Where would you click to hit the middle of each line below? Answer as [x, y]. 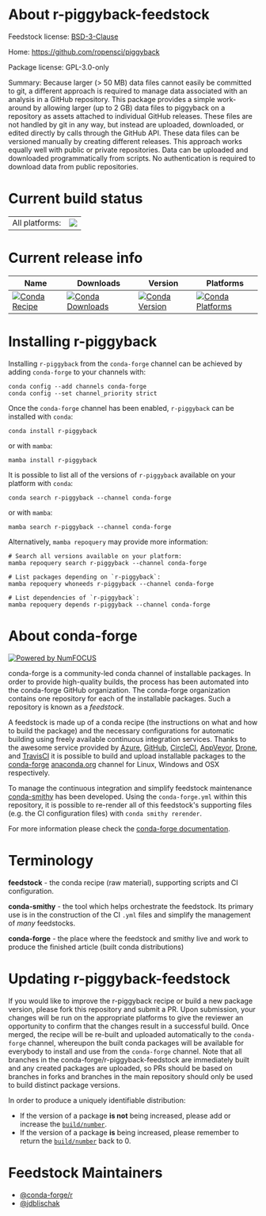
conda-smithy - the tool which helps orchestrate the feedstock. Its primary [131, 906]
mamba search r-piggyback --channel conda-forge [90, 527]
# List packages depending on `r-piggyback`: [84, 577]
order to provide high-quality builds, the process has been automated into [129, 682]
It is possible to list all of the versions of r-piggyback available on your [122, 475]
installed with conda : [41, 416]
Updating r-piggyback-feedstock [120, 978]
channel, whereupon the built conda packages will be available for [135, 1043]
